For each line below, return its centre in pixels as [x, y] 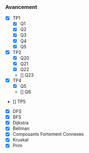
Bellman [21, 129]
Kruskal [20, 140]
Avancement [21, 7]
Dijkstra [20, 123]
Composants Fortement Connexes [48, 134]
